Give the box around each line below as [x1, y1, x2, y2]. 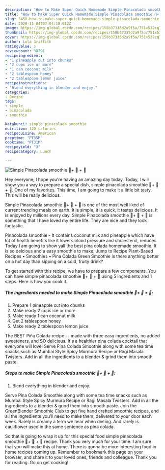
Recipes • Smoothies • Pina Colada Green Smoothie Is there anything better [5, 253, 159, 259]
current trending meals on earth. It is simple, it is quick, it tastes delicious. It [5, 207, 158, 213]
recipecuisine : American [5, 131, 56, 136]
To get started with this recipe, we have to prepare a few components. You [5, 268, 156, 274]
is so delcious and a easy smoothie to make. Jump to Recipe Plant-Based [5, 248, 154, 254]
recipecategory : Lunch [5, 149, 52, 154]
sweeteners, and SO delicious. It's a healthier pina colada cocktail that [5, 338, 147, 344]
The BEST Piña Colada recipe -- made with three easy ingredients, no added [5, 332, 160, 338]
